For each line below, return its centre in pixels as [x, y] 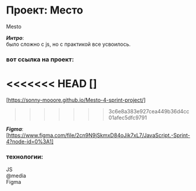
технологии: [25, 156]
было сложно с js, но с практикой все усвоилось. [69, 44]
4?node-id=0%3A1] [30, 141]
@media [16, 176]
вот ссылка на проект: [40, 59]
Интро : [15, 38]
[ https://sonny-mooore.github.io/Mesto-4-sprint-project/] [76, 100]
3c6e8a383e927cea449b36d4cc [149, 111]
